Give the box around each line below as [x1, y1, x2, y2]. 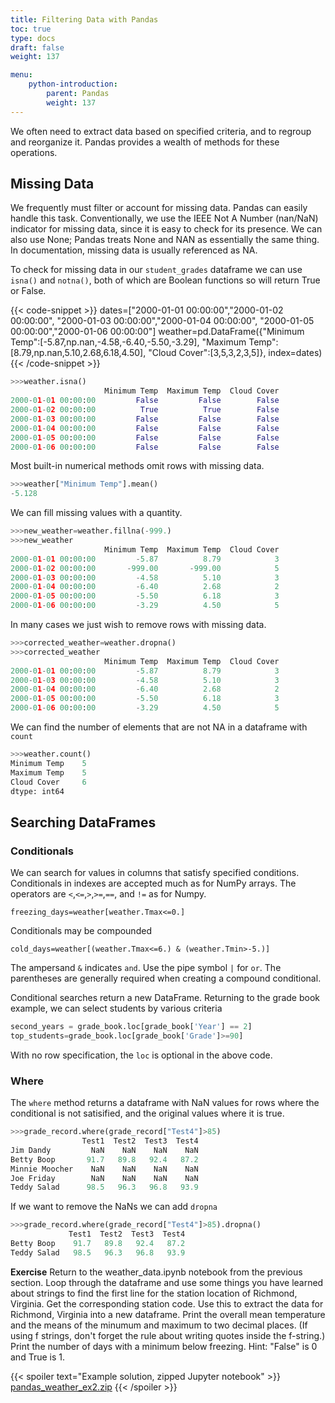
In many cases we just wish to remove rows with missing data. [10, 619, 267, 631]
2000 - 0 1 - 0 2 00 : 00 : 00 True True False [10, 405, 280, 415]
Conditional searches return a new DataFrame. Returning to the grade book [10, 992, 320, 1004]
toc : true [10, 24, 52, 34]
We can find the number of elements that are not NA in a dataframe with [10, 721, 308, 733]
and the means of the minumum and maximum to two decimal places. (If [10, 1319, 308, 1331]
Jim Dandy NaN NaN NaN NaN [10, 1145, 199, 1155]
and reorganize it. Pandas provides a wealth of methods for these [10, 136, 280, 148]
